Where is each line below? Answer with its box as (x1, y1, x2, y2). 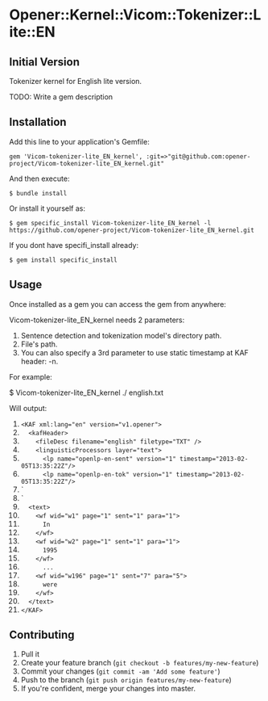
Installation (9, 115, 67, 129)
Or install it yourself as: (9, 204, 85, 213)
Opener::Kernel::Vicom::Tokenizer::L (9, 6, 262, 24)
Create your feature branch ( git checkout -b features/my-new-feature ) (20, 658, 259, 668)
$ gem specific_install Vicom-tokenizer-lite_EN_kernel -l (9, 219, 212, 227)
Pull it (20, 649, 39, 659)
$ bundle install (9, 189, 68, 197)
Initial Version (9, 55, 80, 69)
